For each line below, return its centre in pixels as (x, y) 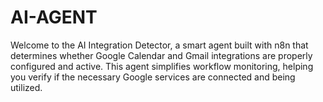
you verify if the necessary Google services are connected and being (153, 77)
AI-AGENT (54, 17)
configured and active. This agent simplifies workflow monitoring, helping (162, 66)
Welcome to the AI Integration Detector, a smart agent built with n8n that (159, 45)
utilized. (26, 87)
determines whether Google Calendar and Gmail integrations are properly (161, 55)
